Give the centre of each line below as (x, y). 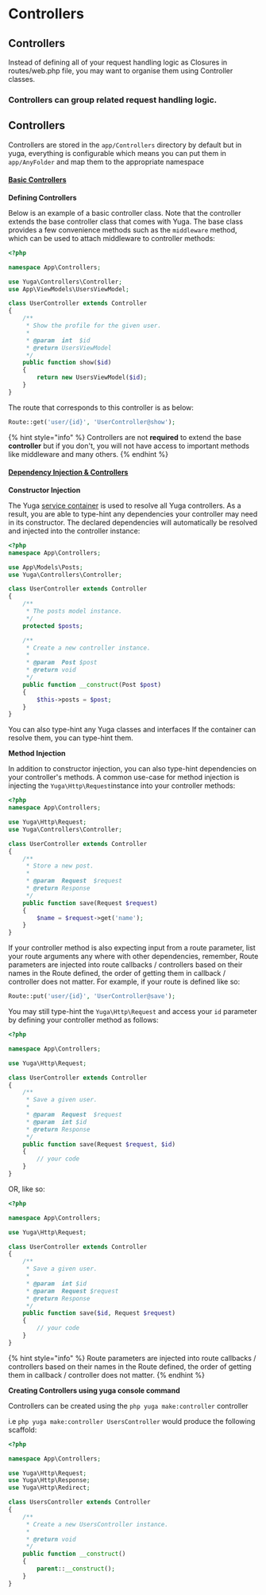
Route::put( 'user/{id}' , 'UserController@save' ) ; (92, 996)
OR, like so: (27, 1189)
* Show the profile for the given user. (93, 326)
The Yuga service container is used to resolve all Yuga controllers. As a (125, 505)
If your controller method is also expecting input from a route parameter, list (132, 948)
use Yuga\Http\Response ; (49, 1480)
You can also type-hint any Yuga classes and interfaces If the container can (132, 730)
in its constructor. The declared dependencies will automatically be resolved (133, 522)
